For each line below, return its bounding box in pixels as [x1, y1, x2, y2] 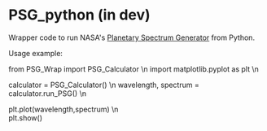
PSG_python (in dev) [8, 6, 151, 24]
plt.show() [8, 112, 43, 123]
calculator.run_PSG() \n [8, 88, 87, 98]
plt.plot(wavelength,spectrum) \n [8, 104, 119, 114]
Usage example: [8, 48, 63, 58]
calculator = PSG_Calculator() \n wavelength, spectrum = [8, 80, 199, 90]
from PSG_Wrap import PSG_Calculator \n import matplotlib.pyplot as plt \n [8, 63, 259, 74]
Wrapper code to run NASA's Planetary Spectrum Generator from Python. [8, 33, 255, 42]
